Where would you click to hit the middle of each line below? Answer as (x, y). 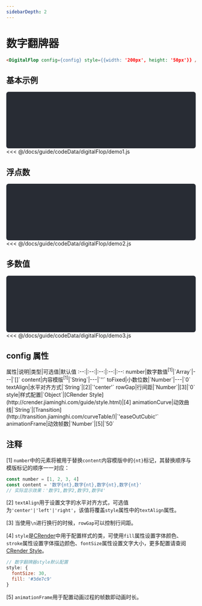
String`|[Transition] (38, 410)
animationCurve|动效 (158, 402)
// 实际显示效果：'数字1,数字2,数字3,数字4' (56, 490)
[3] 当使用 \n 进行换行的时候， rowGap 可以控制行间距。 (72, 523)
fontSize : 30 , (29, 573)
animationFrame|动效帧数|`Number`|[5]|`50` (60, 424)
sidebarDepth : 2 (26, 12)
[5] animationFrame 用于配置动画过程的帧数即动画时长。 (74, 597)
